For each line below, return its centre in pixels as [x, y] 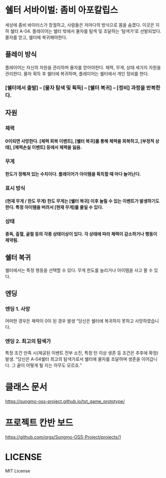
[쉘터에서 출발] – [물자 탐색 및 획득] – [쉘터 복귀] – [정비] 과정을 [75, 87]
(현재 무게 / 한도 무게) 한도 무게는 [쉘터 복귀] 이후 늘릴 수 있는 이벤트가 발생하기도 [82, 201]
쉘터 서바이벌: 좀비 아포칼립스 [62, 10]
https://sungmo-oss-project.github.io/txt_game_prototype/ [65, 401]
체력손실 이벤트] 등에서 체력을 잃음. [48, 147]
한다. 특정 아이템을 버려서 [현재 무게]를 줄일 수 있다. [54, 207]
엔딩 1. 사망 [18, 309]
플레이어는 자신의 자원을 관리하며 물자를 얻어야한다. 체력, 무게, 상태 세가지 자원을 [83, 67]
